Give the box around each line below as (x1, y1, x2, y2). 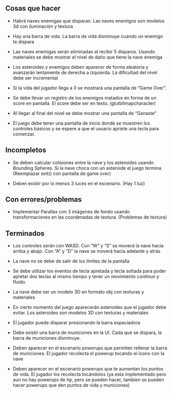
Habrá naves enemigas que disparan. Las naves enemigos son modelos (12, 17, 165, 24)
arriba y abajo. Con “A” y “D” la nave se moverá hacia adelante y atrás (12, 248, 161, 254)
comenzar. (12, 131, 35, 137)
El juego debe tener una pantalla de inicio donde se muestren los (12, 120, 150, 126)
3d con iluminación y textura (12, 23, 73, 29)
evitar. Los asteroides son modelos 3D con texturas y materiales (12, 310, 149, 316)
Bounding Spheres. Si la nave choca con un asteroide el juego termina (12, 165, 162, 171)
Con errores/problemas (5, 195, 82, 204)
